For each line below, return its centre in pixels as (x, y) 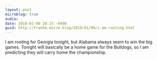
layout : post (18, 10)
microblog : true (22, 14)
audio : (12, 19)
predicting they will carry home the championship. (56, 53)
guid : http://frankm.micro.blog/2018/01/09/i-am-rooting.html (70, 28)
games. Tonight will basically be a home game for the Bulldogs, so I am (77, 47)
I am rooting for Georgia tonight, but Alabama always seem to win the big (79, 42)
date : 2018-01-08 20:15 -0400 (36, 23)
